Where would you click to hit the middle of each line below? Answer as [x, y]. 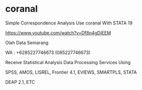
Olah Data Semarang [27, 42]
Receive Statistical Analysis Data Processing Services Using [68, 62]
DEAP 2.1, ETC [20, 82]
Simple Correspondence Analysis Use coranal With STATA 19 [69, 23]
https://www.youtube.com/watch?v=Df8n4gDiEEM [58, 33]
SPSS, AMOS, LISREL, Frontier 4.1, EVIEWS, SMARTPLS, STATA [71, 72]
